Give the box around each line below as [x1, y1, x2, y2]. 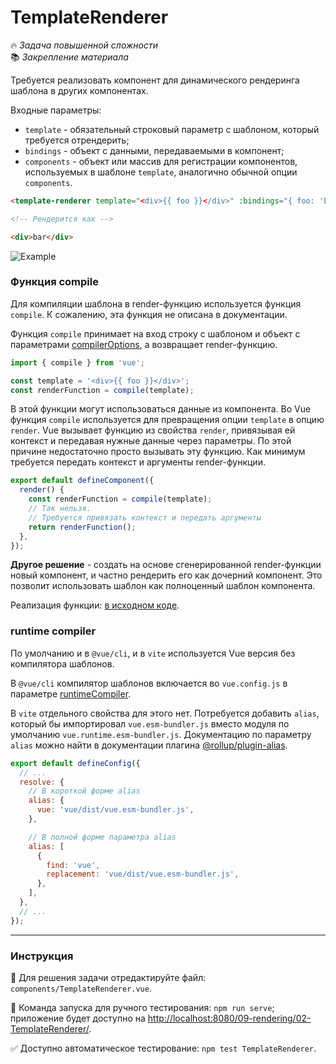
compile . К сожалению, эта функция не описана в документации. [10, 308, 288, 320]
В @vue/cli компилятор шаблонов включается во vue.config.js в [10, 677, 288, 689]
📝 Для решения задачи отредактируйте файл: [10, 971, 207, 983]
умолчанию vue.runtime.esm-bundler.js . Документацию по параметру [10, 728, 312, 740]
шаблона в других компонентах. [10, 84, 149, 96]
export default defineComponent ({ [10, 476, 155, 486]
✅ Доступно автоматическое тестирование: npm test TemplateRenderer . [10, 1042, 317, 1054]
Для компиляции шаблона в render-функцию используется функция [10, 297, 302, 310]
